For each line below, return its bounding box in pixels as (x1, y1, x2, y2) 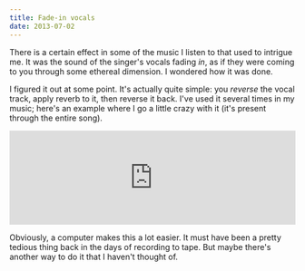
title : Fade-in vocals (9, 13, 95, 23)
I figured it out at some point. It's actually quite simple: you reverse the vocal (9, 83, 295, 94)
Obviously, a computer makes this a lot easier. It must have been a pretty (9, 232, 281, 243)
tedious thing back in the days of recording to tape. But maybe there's (9, 241, 271, 252)
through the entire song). (9, 112, 103, 123)
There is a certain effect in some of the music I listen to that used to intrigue (9, 46, 293, 57)
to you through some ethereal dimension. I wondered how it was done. (9, 65, 274, 77)
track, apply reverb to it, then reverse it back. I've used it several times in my (9, 92, 295, 104)
